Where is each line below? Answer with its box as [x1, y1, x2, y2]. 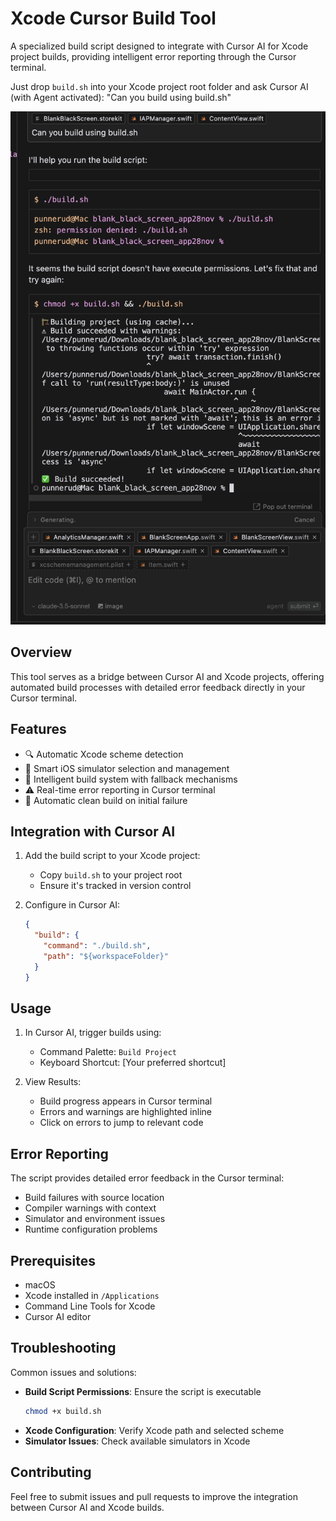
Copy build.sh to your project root [39, 869, 183, 881]
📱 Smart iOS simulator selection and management [24, 762, 230, 774]
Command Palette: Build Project [39, 1046, 177, 1058]
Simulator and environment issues [24, 1213, 166, 1225]
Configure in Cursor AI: [24, 899, 121, 911]
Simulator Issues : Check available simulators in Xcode [24, 1435, 251, 1447]
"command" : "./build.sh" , [43, 941, 152, 951]
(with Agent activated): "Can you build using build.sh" [10, 91, 232, 103]
